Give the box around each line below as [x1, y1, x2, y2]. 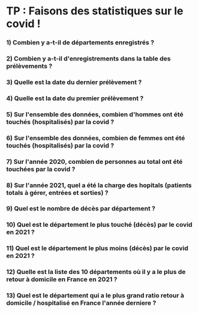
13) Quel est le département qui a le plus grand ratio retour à [6, 291, 184, 300]
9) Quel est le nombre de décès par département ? [6, 204, 156, 213]
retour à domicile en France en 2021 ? [6, 275, 118, 284]
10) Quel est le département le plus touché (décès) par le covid [6, 221, 193, 229]
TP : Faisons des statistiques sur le [6, 4, 184, 18]
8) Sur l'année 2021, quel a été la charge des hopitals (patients [6, 181, 192, 189]
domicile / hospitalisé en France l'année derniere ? [6, 299, 157, 307]
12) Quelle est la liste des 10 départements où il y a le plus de [6, 268, 186, 276]
